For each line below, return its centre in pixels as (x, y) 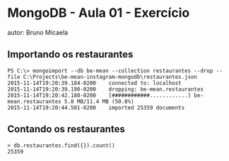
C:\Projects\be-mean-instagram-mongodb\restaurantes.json (110, 77)
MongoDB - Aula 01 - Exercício (99, 13)
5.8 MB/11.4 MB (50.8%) (99, 101)
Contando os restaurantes (66, 129)
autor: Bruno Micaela (38, 32)
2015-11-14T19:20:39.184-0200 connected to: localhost (94, 83)
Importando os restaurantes (70, 54)
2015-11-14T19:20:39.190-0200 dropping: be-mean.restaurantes (105, 89)
